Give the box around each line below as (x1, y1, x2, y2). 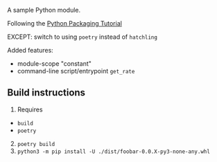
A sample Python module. (7, 6, 81, 14)
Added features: (7, 46, 53, 54)
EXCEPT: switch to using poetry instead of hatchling (7, 33, 158, 41)
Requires (17, 105, 43, 114)
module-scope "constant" (17, 60, 92, 68)
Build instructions (7, 87, 85, 99)
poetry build (17, 141, 55, 147)
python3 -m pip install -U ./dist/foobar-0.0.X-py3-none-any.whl (17, 148, 210, 155)
